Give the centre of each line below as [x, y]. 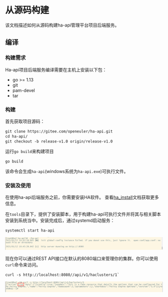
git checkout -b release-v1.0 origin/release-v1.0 [59, 141]
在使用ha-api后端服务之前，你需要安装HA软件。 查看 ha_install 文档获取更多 [82, 197]
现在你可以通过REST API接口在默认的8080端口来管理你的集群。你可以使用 [82, 258]
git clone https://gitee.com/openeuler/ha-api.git [59, 131]
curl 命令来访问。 [23, 265]
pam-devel [23, 90]
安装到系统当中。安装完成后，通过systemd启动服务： [60, 220]
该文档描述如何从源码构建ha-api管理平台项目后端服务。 [62, 25]
